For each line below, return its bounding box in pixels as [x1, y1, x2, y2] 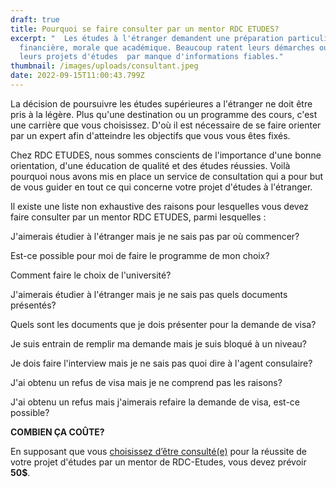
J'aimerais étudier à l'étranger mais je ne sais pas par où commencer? [10, 230, 300, 242]
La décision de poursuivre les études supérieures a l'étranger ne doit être [10, 97, 313, 110]
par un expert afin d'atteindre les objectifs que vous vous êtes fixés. [10, 129, 291, 141]
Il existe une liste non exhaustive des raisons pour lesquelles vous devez [10, 200, 310, 212]
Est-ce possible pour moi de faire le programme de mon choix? [10, 249, 270, 261]
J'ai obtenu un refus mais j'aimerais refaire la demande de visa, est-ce [10, 396, 301, 408]
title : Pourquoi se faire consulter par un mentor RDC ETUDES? [10, 24, 280, 34]
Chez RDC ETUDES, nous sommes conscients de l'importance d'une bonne [10, 149, 322, 161]
